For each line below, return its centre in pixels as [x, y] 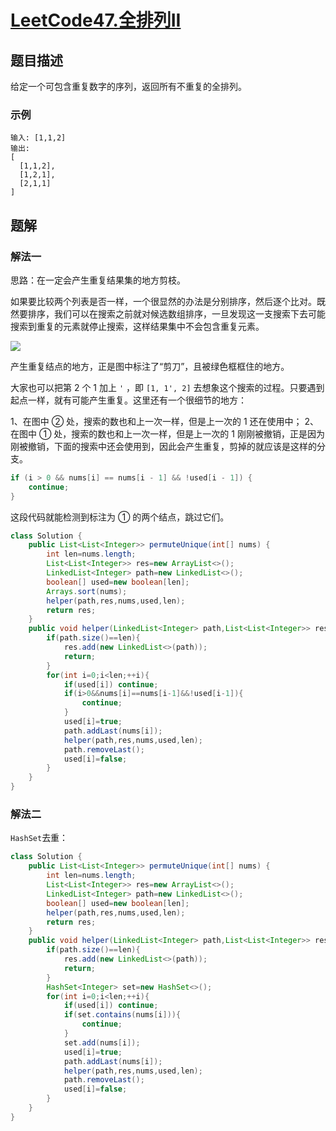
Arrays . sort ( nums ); [87, 591]
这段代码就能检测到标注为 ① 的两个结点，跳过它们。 [120, 517]
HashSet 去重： [39, 838]
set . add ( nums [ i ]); [102, 1042]
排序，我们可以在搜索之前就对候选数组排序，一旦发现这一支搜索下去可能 [176, 313]
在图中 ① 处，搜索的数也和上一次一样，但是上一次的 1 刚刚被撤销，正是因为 [167, 433]
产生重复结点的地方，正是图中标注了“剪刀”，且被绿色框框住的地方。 [150, 366]
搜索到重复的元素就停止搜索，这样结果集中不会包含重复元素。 [137, 326]
